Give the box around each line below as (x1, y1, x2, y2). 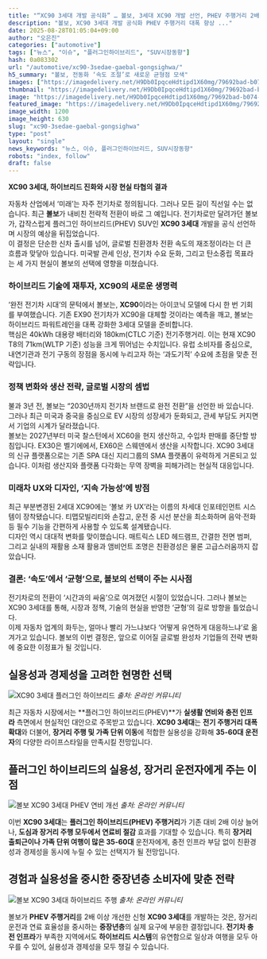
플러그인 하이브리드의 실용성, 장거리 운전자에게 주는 (8, 763, 245, 776)
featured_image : (8, 100, 62, 108)
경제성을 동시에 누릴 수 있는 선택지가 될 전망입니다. (22, 847, 180, 857)
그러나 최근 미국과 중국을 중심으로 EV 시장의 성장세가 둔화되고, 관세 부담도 (8, 411, 238, 420)
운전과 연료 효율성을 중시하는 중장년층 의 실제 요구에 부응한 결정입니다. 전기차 (8, 922, 246, 931)
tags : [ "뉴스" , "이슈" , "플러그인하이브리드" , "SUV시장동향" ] (8, 48, 191, 56)
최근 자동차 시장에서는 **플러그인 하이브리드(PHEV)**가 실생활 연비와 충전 (8, 708, 238, 717)
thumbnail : (8, 85, 44, 94)
